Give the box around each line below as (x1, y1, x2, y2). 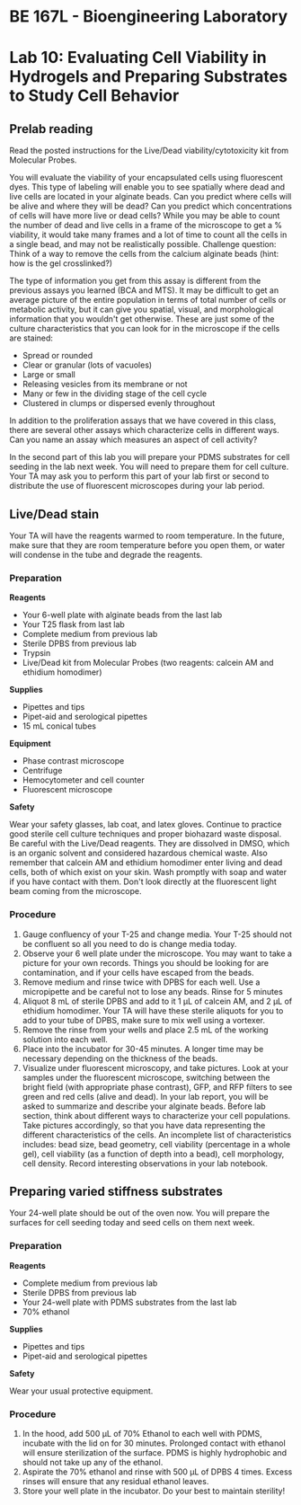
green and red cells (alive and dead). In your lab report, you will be (22, 1091, 269, 1102)
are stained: (9, 332, 54, 343)
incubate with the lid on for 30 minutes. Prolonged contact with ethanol (22, 1438, 286, 1448)
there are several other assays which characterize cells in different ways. (9, 425, 280, 436)
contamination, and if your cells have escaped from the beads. (22, 967, 254, 978)
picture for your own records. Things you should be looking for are (22, 957, 270, 968)
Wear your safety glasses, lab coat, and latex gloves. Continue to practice (9, 819, 282, 830)
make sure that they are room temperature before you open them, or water (9, 540, 286, 550)
